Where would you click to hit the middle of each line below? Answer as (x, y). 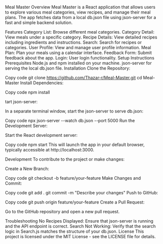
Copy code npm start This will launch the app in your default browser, (75, 145)
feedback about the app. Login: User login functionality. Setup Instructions (80, 58)
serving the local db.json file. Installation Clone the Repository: (68, 68)
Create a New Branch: (27, 169)
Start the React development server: (41, 135)
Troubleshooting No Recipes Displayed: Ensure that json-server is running (79, 221)
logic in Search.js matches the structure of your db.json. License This (75, 231)
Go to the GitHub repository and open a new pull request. (63, 212)
